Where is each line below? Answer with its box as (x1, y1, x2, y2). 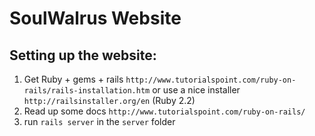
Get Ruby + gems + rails (23, 73, 124, 85)
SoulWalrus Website (9, 7, 182, 30)
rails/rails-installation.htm (23, 86, 151, 96)
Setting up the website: (9, 47, 157, 64)
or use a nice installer (152, 84, 241, 96)
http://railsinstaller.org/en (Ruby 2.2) (23, 95, 196, 106)
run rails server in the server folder (23, 116, 176, 127)
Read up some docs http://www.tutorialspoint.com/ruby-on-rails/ (23, 105, 306, 117)
